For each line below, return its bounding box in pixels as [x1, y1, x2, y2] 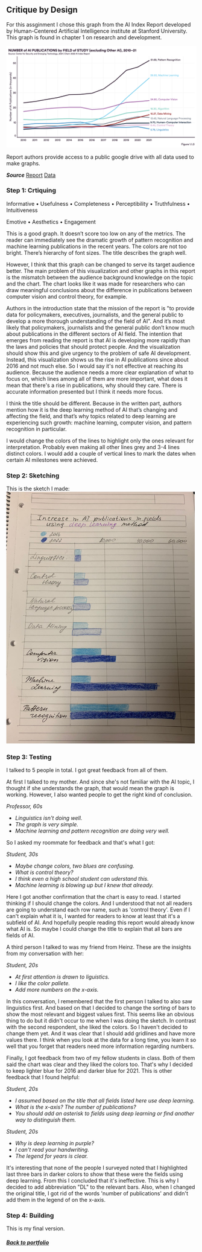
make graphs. [6, 159, 40, 167]
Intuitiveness [6, 206, 38, 214]
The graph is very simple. [14, 821, 78, 828]
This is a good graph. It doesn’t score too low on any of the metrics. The [6, 229, 186, 237]
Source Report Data [6, 171, 56, 179]
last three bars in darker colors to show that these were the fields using [6, 1171, 183, 1178]
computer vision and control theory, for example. [6, 293, 128, 300]
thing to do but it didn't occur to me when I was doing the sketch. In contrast [6, 1017, 197, 1024]
